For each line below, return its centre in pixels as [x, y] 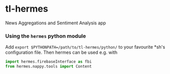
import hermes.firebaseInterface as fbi [49, 62]
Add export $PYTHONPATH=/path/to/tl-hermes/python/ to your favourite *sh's [85, 47]
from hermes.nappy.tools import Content [49, 66]
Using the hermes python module [46, 36]
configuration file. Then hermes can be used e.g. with [61, 52]
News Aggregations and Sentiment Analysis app [56, 23]
